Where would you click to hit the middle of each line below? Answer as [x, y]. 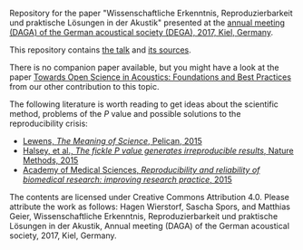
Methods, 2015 [50, 160]
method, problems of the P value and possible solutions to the [125, 114]
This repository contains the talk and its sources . [101, 50]
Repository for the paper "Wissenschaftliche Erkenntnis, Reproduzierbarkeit [151, 13]
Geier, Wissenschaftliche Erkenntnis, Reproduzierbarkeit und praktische [144, 216]
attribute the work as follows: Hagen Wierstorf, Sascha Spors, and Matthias [150, 207]
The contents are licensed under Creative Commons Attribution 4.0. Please [150, 197]
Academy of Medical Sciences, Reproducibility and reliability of [141, 170]
